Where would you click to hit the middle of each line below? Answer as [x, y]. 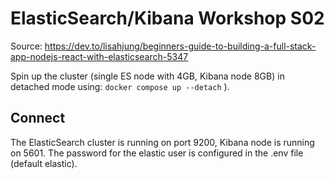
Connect [38, 118]
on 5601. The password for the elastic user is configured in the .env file [157, 153]
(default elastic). [44, 163]
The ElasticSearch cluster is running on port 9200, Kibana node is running [162, 142]
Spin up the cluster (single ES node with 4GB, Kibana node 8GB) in [147, 76]
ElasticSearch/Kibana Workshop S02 [167, 18]
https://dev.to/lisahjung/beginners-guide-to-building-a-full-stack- [180, 46]
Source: [26, 46]
